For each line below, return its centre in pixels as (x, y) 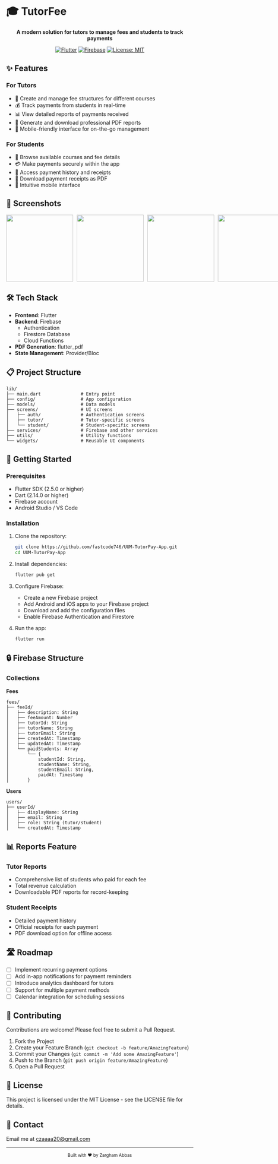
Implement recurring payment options (61, 970)
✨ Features (27, 69)
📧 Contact (25, 1125)
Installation (23, 523)
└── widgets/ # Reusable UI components (75, 441)
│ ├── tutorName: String (40, 728)
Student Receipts (32, 907)
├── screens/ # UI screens (59, 410)
